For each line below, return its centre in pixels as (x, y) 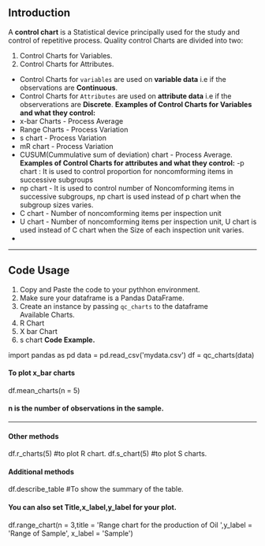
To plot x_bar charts (42, 373)
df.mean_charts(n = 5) (44, 390)
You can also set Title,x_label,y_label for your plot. (93, 507)
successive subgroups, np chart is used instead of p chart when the (130, 196)
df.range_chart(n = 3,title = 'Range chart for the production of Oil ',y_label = (130, 525)
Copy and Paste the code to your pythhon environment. (110, 289)
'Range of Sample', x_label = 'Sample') (71, 533)
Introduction (39, 13)
